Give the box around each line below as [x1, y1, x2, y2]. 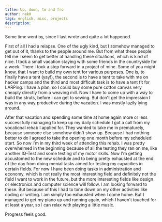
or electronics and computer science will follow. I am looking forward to [5, 181, 147, 187]
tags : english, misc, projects [5, 16, 68, 21]
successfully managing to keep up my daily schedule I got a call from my [5, 120, 150, 126]
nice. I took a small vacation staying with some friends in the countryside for [5, 59, 157, 64]
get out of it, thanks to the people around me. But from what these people [5, 48, 152, 54]
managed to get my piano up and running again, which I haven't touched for [5, 197, 156, 203]
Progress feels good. [5, 211, 47, 217]
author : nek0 [5, 12, 31, 16]
